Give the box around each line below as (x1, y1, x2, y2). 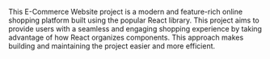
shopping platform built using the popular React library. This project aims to (8, 15, 260, 25)
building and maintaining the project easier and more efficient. (8, 41, 216, 51)
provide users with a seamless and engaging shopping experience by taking (8, 24, 263, 33)
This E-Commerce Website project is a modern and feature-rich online (8, 7, 243, 16)
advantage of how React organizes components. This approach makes (8, 32, 244, 42)
